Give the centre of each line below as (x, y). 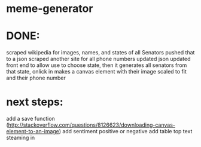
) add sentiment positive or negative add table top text (126, 131)
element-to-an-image (33, 131)
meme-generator (50, 9)
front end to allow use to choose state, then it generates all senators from (97, 65)
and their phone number (36, 78)
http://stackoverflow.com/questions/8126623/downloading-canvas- (92, 125)
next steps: (35, 102)
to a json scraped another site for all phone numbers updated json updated (98, 59)
